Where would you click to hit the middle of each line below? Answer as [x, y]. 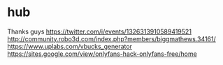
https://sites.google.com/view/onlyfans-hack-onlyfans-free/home [102, 54]
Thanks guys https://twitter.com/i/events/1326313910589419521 [100, 31]
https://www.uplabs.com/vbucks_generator [70, 46]
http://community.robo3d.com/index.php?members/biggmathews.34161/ [112, 38]
